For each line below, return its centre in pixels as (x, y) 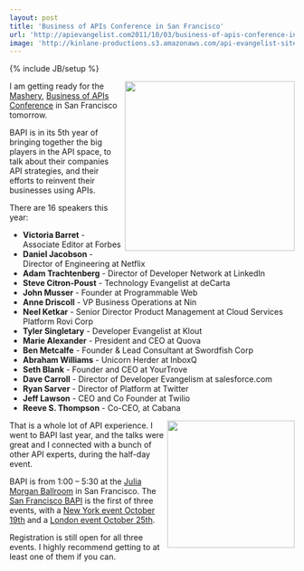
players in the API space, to (60, 152)
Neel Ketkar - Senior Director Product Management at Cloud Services (152, 312)
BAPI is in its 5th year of (54, 133)
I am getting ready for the (57, 86)
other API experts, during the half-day (80, 454)
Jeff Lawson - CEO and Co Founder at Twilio (106, 398)
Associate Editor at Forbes (71, 244)
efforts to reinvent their (52, 181)
